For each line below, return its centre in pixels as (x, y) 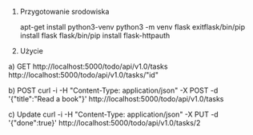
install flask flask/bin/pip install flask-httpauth (95, 36)
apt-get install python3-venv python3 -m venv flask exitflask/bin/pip (133, 27)
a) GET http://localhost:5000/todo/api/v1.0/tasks (88, 66)
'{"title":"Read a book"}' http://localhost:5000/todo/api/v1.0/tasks (116, 99)
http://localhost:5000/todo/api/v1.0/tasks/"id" (83, 75)
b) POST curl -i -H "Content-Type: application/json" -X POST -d (113, 90)
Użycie (32, 51)
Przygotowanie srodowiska (64, 12)
